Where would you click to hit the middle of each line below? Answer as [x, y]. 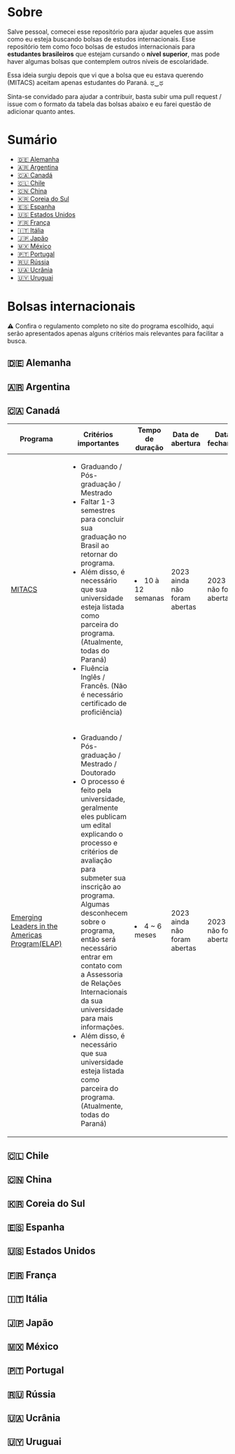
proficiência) [102, 712]
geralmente [100, 808]
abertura [186, 443]
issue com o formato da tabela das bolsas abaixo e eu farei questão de [109, 104]
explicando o [102, 834]
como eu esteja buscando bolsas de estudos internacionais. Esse [101, 39]
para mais [97, 1018]
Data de [186, 434]
